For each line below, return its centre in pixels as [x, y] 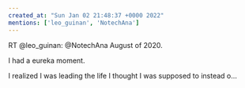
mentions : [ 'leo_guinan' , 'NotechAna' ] [74, 23]
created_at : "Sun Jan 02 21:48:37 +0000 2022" [86, 15]
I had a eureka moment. [47, 60]
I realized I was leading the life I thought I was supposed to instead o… [122, 75]
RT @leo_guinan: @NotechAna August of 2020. [86, 45]
